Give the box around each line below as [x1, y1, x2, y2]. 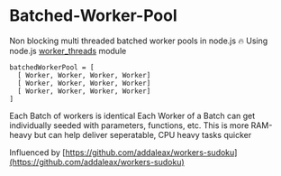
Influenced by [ [9, 146, 66, 158]
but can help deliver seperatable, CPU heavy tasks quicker [33, 129, 252, 140]
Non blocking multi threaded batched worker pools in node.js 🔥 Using [9, 35, 268, 46]
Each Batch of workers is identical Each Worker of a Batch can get [9, 110, 256, 121]
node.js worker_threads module [9, 45, 127, 56]
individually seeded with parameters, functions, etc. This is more [9, 119, 249, 131]
